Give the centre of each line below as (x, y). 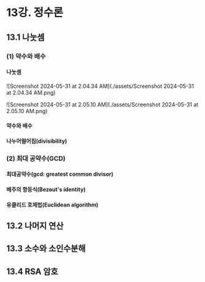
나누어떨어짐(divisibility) (37, 141)
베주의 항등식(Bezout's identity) (46, 189)
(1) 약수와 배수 (26, 56)
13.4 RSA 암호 (32, 271)
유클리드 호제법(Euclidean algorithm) (53, 205)
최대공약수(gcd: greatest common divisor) (60, 174)
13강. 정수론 (35, 13)
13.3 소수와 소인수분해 (46, 249)
